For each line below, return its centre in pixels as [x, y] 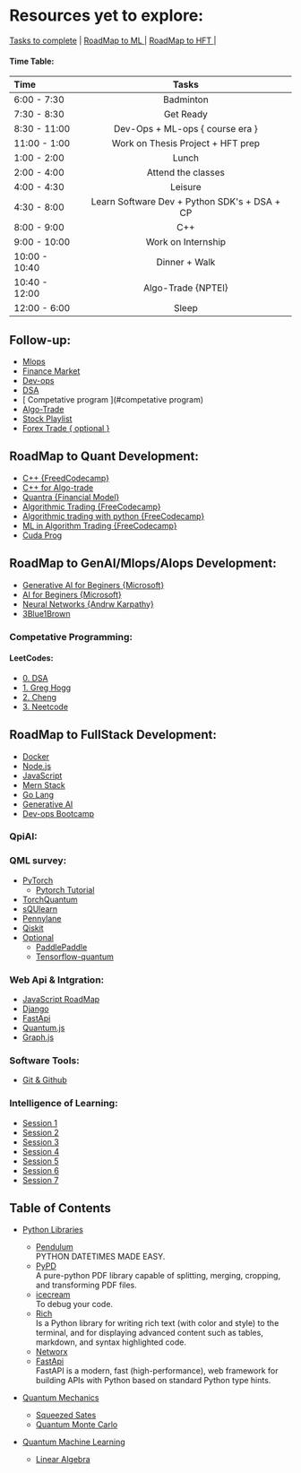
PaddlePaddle [61, 947]
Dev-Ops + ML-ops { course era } [185, 129]
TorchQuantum [50, 899]
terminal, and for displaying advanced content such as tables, [150, 1333]
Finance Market [51, 371]
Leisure [185, 187]
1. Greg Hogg [47, 688]
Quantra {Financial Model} [71, 497]
